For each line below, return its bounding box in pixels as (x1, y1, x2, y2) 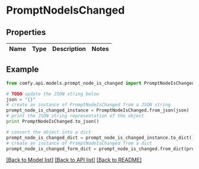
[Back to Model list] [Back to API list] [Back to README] (6, 157, 142, 164)
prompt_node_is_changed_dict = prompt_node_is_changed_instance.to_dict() (6, 135, 195, 141)
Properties (6, 27, 46, 37)
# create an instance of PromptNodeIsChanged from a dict (6, 140, 152, 146)
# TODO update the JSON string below (6, 91, 99, 97)
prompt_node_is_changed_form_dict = (6, 146, 97, 152)
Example (6, 65, 39, 75)
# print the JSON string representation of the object (6, 113, 145, 119)
